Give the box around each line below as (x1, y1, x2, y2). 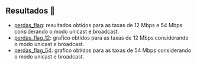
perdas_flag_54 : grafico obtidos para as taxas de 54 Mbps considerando (14, 47, 192, 54)
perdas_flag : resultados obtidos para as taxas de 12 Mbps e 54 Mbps (14, 21, 183, 28)
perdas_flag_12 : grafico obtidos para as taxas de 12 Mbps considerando (14, 34, 189, 41)
